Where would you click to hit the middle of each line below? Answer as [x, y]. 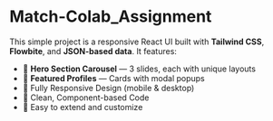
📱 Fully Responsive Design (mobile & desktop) [108, 88]
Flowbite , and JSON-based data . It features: [93, 51]
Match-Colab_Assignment [111, 17]
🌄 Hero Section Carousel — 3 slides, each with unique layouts [139, 69]
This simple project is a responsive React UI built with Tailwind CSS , [137, 42]
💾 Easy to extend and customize [83, 107]
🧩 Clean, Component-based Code [86, 98]
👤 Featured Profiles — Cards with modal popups [114, 78]
